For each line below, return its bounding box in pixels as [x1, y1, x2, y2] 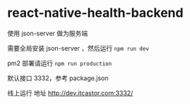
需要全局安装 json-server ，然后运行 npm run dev [7, 44, 150, 52]
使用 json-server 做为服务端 [7, 29, 88, 37]
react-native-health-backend [7, 5, 184, 21]
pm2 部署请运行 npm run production [7, 58, 112, 67]
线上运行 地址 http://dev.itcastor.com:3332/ [7, 89, 133, 97]
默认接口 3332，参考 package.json [7, 74, 109, 82]
